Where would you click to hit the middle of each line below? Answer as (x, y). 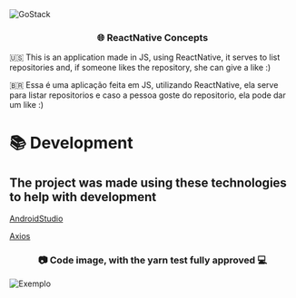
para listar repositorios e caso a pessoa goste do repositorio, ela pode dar (148, 95)
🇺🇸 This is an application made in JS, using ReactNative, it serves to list (145, 57)
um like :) (26, 105)
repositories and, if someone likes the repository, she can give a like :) (140, 68)
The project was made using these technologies (148, 183)
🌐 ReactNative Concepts (153, 37)
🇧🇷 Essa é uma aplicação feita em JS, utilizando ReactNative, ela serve (144, 85)
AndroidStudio (36, 219)
